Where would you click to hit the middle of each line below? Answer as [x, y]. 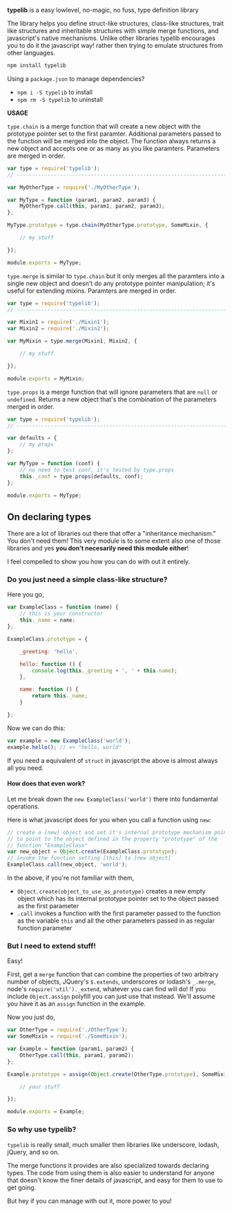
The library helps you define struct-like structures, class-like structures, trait [116, 23]
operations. [23, 806]
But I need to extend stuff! [52, 946]
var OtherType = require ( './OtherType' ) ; [68, 1030]
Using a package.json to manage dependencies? [76, 78]
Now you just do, [31, 1017]
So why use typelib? [42, 1130]
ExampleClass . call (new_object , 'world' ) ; [68, 865]
